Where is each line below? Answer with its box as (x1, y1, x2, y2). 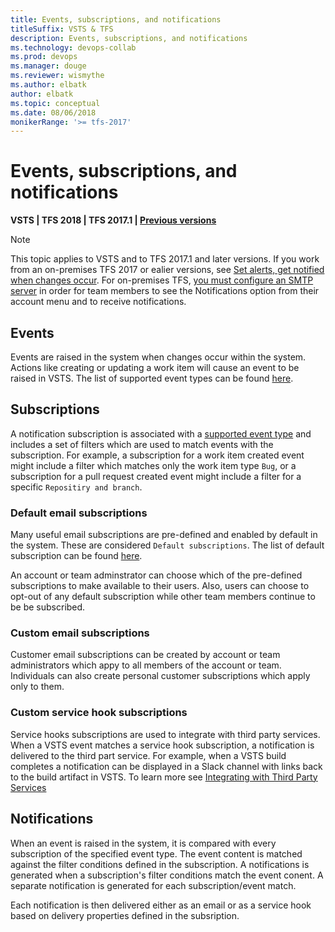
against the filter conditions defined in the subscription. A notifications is (10, 858, 310, 870)
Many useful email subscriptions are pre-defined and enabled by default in (10, 529, 318, 541)
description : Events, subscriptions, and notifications (10, 33, 248, 43)
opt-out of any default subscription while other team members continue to (10, 591, 316, 603)
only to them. (10, 681, 65, 693)
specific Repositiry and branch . (10, 481, 143, 493)
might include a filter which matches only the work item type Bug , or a (10, 459, 297, 471)
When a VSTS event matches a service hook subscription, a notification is (10, 739, 315, 751)
